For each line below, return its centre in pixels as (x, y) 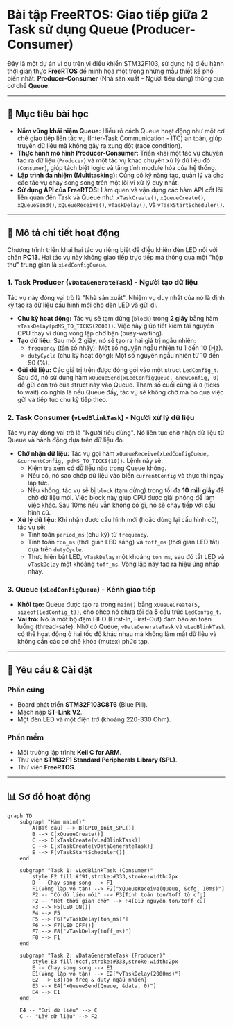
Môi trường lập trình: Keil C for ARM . (69, 753)
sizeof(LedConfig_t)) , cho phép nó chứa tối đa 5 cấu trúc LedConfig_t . (119, 612)
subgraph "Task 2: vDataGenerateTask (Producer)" (93, 956)
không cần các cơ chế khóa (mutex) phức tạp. (83, 642)
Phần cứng (26, 690)
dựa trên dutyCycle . (55, 549)
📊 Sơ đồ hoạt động (49, 796)
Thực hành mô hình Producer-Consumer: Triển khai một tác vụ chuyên (120, 153)
